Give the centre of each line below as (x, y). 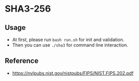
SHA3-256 (28, 9)
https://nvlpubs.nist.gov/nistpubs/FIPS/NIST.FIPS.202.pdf (73, 73)
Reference (22, 61)
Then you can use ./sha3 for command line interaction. (70, 45)
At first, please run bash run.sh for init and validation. (68, 39)
